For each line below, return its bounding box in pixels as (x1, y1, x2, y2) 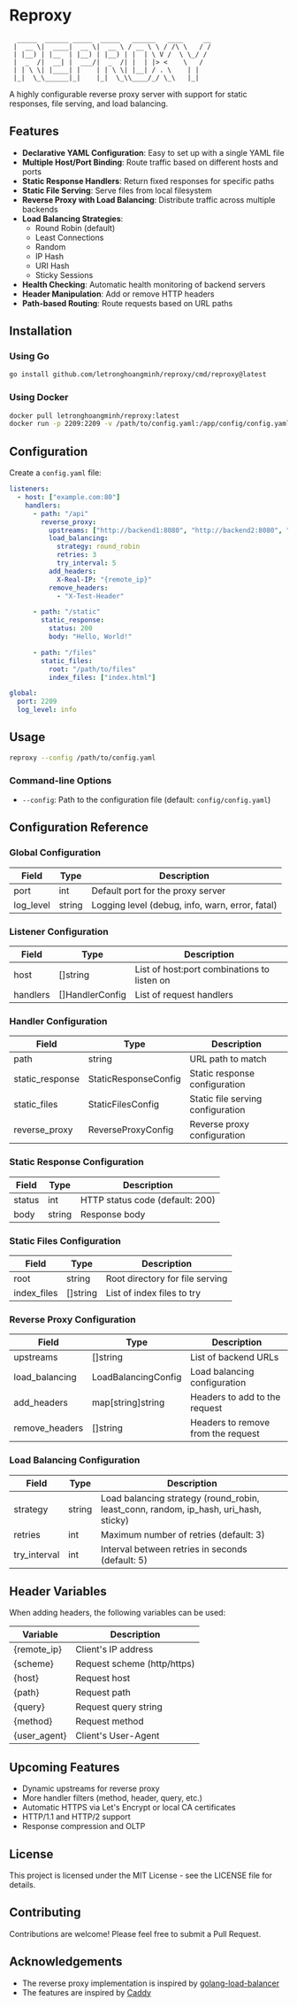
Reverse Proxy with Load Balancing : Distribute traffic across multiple (21, 194, 276, 205)
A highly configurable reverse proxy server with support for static (9, 89, 247, 99)
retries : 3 (56, 551, 97, 560)
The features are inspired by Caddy (21, 1987, 152, 1997)
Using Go (9, 351, 50, 363)
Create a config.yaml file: (9, 467, 102, 478)
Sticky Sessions (34, 269, 94, 280)
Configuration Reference (9, 820, 148, 835)
